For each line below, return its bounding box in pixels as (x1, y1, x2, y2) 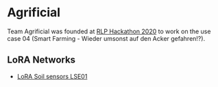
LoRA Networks (7, 54, 76, 66)
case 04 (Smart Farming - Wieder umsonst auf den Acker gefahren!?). (7, 34, 206, 42)
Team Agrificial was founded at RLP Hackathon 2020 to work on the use (7, 27, 211, 35)
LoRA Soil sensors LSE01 (16, 72, 88, 80)
